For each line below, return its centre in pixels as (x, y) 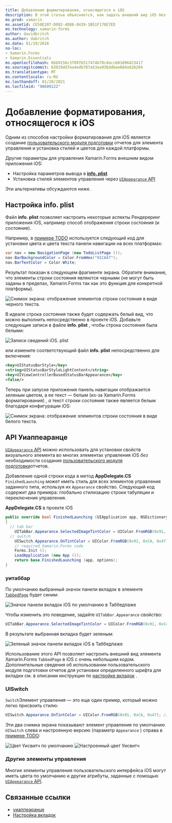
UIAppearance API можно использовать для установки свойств (73, 450)
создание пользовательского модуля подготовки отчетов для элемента (84, 142)
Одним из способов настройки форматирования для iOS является (78, 137)
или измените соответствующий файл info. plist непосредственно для (82, 350)
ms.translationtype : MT (31, 72)
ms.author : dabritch (27, 39)
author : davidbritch (27, 34)
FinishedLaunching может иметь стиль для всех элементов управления (83, 481)
